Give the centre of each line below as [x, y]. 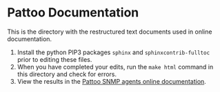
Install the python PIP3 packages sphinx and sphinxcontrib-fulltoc [113, 52]
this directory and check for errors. [67, 74]
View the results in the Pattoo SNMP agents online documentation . [112, 81]
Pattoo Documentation [73, 13]
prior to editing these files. [54, 59]
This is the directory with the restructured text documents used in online [110, 32]
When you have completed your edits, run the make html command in [115, 67]
